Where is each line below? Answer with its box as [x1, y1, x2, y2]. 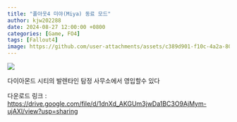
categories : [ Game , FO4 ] [7, 30, 80, 37]
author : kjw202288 [7, 17, 61, 24]
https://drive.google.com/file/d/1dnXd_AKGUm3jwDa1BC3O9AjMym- [7, 99, 207, 108]
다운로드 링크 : [7, 92, 47, 99]
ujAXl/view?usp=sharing [7, 107, 78, 115]
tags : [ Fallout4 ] [7, 37, 59, 44]
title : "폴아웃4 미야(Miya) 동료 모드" [7, 10, 111, 18]
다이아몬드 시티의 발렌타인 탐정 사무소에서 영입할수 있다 [7, 77, 160, 85]
